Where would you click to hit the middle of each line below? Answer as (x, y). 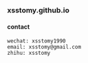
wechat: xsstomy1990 (37, 41)
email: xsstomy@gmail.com (44, 47)
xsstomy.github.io (38, 10)
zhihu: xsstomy (29, 53)
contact (19, 27)
